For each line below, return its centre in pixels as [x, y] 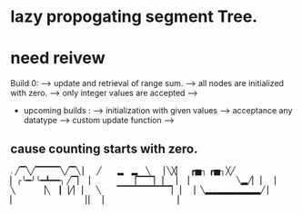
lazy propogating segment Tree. [134, 17]
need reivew [58, 58]
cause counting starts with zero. [104, 148]
